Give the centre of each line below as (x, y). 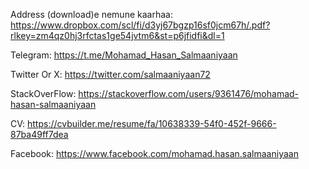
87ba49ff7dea (39, 134)
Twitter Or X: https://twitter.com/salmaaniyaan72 (110, 74)
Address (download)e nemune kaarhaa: (91, 14)
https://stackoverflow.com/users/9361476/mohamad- (189, 93)
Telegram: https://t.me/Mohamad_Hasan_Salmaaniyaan (124, 55)
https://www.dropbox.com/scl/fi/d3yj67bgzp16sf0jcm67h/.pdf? (140, 25)
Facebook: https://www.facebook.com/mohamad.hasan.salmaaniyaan (154, 153)
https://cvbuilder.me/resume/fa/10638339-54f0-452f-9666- (151, 123)
